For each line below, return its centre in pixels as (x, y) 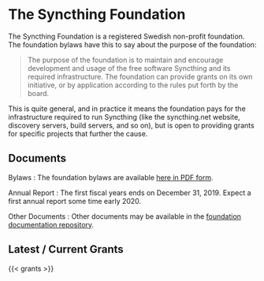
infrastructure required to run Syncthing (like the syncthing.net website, (124, 116)
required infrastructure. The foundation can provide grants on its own (140, 76)
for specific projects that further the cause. (78, 133)
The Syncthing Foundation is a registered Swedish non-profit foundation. (126, 36)
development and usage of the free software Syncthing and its (129, 68)
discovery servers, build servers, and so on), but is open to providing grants (131, 125)
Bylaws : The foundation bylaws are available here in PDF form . (111, 177)
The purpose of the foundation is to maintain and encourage (125, 60)
